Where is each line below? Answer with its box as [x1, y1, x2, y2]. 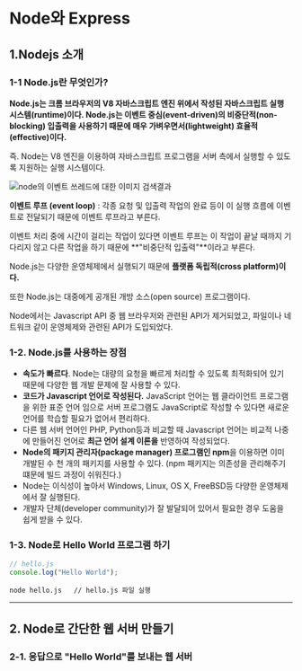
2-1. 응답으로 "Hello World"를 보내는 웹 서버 [9, 650, 193, 663]
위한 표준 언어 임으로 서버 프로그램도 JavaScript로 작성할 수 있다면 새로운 [31, 402, 289, 413]
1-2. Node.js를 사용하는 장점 [9, 346, 128, 358]
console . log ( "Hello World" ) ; [9, 568, 119, 578]
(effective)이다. [9, 131, 67, 142]
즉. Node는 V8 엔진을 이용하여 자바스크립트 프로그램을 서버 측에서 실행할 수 [9, 150, 274, 162]
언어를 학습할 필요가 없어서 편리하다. [22, 413, 150, 424]
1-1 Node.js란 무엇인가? [9, 75, 109, 88]
